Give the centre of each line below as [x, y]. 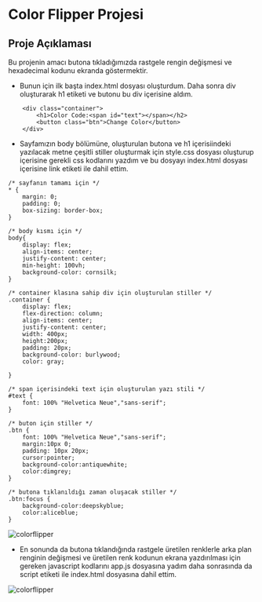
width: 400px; [45, 334]
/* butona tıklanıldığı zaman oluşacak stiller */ [93, 492]
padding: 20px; [47, 348]
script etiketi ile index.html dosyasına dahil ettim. [98, 574]
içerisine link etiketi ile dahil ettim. [74, 169]
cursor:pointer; [49, 458]
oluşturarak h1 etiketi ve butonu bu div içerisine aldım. [106, 94]
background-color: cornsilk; [70, 272]
